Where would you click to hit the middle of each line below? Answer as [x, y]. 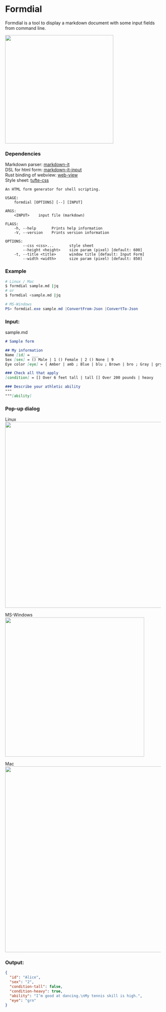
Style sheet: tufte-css [27, 180]
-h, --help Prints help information [58, 228]
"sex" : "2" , [22, 982]
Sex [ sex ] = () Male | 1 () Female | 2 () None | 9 [59, 360]
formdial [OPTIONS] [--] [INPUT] [48, 202]
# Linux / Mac [20, 281]
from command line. [25, 28]
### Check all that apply [32, 373]
